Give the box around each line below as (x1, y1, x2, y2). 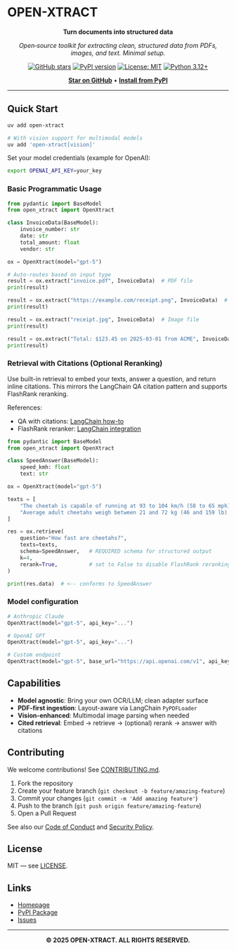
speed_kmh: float (20, 464, 71, 471)
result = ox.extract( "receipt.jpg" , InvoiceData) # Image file (7, 316, 199, 323)
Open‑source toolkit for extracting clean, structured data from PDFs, (18, 41, 218, 49)
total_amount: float (20, 239, 80, 246)
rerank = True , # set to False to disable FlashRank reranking (20, 561, 231, 568)
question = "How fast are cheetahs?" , (20, 535, 128, 542)
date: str (20, 233, 49, 240)
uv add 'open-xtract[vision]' (7, 141, 96, 148)
